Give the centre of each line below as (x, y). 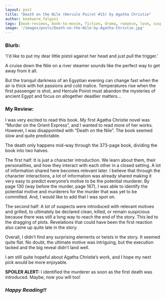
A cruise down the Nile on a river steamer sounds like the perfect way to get (83, 66)
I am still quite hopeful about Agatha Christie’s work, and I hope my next (78, 257)
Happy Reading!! (26, 290)
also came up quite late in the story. (41, 227)
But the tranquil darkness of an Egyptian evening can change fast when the (82, 81)
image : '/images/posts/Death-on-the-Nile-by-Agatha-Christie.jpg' (75, 28)
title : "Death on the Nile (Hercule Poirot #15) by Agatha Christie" (78, 14)
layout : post (19, 10)
